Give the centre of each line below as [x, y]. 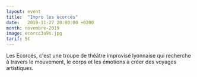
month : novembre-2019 [33, 28]
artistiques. [20, 68]
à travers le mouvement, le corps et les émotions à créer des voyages [91, 62]
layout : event [24, 11]
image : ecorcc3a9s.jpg [34, 34]
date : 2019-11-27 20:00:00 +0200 [50, 22]
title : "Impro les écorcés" [42, 17]
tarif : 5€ [18, 39]
